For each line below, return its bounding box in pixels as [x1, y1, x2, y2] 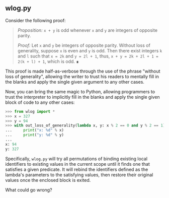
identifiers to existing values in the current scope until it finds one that [5, 161, 150, 167]
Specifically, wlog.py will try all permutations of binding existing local [5, 156, 147, 162]
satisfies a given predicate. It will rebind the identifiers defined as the [5, 166, 148, 172]
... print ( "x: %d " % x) [5, 128, 64, 133]
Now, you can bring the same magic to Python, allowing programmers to [5, 88, 155, 95]
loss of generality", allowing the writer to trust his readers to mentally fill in [5, 73, 159, 80]
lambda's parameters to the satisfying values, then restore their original [5, 171, 153, 178]
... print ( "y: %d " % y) [5, 133, 64, 138]
